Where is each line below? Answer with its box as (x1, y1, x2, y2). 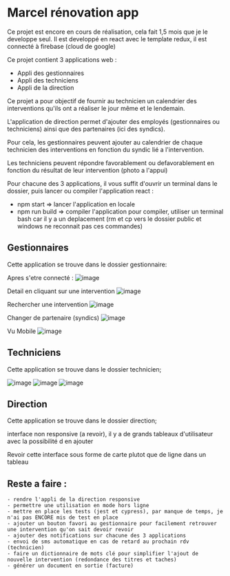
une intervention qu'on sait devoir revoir (7, 526, 134, 533)
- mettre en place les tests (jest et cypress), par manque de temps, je (7, 508, 224, 515)
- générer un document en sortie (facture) (7, 562, 134, 569)
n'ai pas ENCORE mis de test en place (7, 514, 118, 521)
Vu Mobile (7, 327, 36, 335)
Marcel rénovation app (7, 5, 139, 21)
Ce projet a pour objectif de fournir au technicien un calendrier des (7, 96, 198, 105)
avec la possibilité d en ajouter (7, 437, 94, 445)
